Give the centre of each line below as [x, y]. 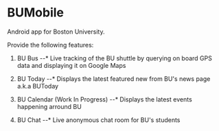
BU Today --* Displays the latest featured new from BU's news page [114, 79]
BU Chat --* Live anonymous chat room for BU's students [99, 120]
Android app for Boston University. [56, 32]
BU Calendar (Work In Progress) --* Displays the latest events [104, 99]
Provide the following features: [50, 45]
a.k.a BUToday [38, 86]
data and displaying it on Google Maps [71, 65]
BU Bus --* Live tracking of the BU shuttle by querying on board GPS [115, 58]
